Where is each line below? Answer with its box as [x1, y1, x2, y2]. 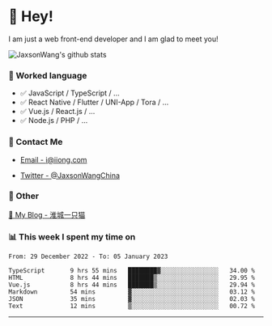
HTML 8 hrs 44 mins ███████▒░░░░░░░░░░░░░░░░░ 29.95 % [8, 274, 255, 282]
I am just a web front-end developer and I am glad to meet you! [8, 34, 219, 44]
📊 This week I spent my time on [8, 231, 136, 242]
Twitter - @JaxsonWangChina [19, 170, 120, 180]
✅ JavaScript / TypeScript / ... [19, 88, 120, 98]
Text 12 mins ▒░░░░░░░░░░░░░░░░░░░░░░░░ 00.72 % [8, 303, 255, 311]
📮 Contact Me [8, 137, 63, 148]
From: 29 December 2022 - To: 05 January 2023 [8, 252, 168, 261]
